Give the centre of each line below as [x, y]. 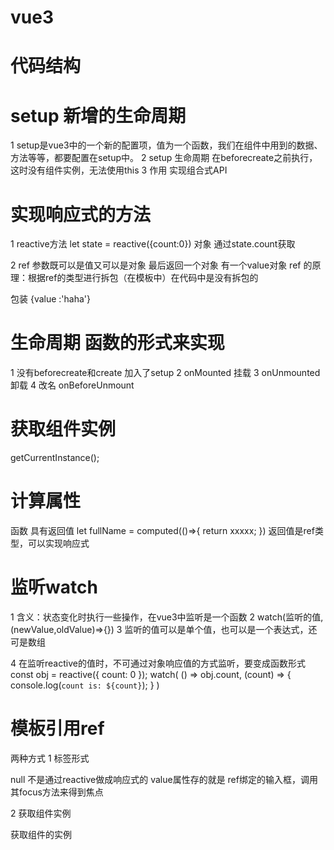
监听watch [54, 587]
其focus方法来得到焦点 [57, 792]
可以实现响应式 [58, 543]
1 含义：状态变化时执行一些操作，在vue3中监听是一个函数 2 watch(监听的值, [167, 617]
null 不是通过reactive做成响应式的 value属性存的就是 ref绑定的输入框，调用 [164, 779]
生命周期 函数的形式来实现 [117, 343]
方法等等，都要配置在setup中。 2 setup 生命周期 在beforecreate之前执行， [164, 158]
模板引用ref [57, 728]
